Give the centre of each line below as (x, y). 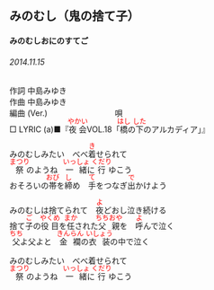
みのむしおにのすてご (49, 40)
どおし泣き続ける (135, 210)
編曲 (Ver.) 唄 (66, 113)
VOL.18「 (103, 129)
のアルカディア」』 (176, 129)
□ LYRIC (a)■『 (39, 129)
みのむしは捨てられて (49, 210)
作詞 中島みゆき (38, 91)
